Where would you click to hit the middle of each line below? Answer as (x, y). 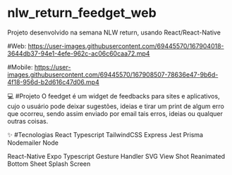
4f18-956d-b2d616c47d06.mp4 (54, 82)
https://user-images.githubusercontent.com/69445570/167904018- (126, 46)
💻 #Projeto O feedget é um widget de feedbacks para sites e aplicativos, (114, 96)
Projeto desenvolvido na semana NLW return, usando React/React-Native (114, 32)
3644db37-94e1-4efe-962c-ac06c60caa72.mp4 (79, 53)
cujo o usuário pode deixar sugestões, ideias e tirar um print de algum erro (116, 106)
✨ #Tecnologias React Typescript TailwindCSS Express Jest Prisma (105, 134)
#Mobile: (20, 67)
